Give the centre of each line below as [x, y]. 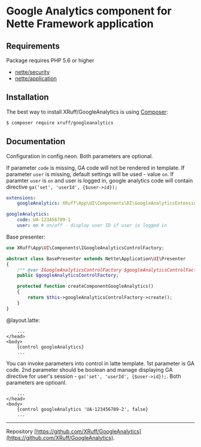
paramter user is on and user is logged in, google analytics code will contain [100, 180]
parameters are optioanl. [36, 382]
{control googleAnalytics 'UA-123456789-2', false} [83, 409]
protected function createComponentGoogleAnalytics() [85, 287]
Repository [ [21, 431]
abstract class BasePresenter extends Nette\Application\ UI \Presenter [96, 259]
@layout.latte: [23, 320]
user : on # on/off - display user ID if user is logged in [92, 225]
